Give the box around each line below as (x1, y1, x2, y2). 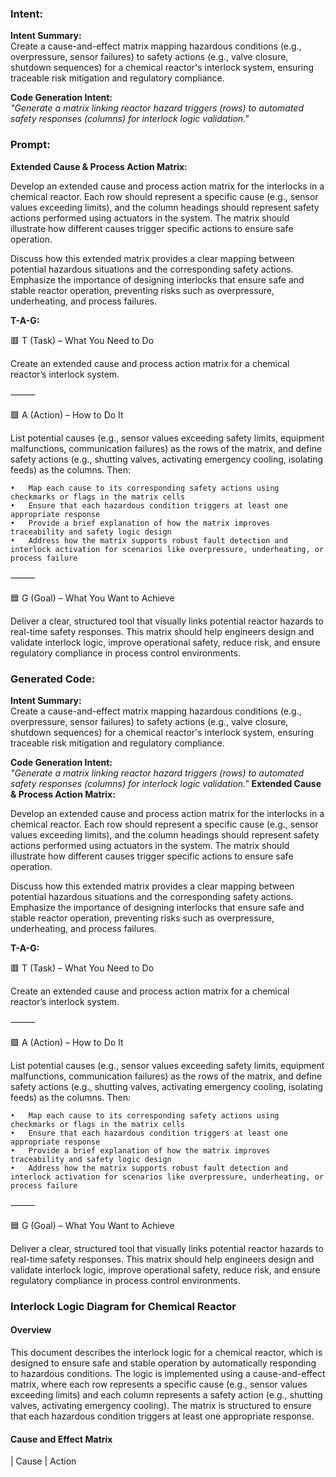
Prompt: (10, 138, 51, 152)
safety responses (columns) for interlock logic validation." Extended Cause (10, 777, 322, 789)
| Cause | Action (10, 1455, 77, 1467)
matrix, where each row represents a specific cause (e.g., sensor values (10, 1378, 308, 1391)
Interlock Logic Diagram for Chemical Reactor (10, 1299, 237, 1313)
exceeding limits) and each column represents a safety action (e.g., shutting (10, 1389, 323, 1401)
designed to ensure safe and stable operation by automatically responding (10, 1357, 317, 1369)
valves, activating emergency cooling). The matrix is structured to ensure (10, 1400, 312, 1412)
